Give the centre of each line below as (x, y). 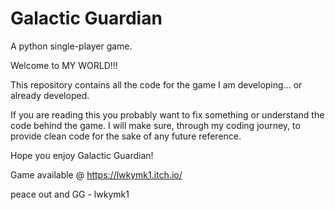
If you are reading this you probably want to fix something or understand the (167, 114)
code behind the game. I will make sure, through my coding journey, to (155, 125)
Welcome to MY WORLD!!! (64, 65)
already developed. (50, 95)
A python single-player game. (71, 46)
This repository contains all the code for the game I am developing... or (156, 84)
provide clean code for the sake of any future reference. (126, 136)
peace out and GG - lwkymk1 (70, 194)
